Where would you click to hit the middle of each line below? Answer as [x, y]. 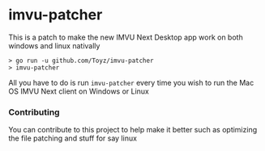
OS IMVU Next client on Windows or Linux [79, 91]
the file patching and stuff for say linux [73, 138]
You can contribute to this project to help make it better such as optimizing [133, 130]
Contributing [34, 112]
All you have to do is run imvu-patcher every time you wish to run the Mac [131, 82]
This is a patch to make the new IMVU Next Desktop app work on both [126, 37]
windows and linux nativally [54, 45]
